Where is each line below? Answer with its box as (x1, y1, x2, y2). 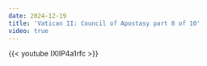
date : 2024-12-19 (8, 11, 67, 20)
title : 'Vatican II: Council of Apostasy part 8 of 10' (8, 19, 201, 27)
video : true (8, 27, 49, 35)
